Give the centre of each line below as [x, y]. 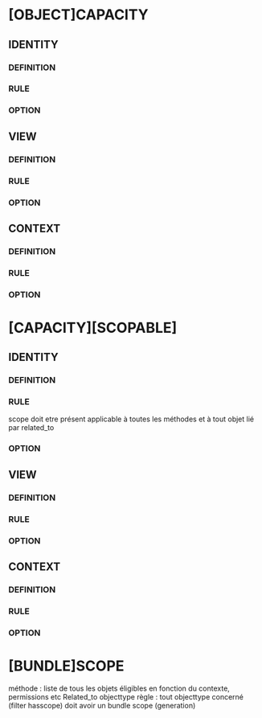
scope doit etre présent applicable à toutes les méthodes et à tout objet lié [131, 419]
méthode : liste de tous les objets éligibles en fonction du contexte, [119, 688]
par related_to [31, 428]
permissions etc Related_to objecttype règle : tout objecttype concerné [126, 696]
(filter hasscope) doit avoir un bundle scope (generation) [102, 705]
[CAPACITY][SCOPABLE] [93, 328]
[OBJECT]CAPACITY [78, 15]
